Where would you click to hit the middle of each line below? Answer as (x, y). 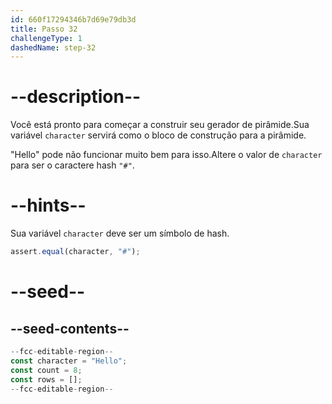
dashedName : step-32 (53, 47)
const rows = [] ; (46, 379)
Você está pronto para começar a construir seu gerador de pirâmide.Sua (160, 125)
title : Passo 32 (44, 29)
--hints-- (48, 205)
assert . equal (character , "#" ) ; (75, 252)
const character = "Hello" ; (69, 361)
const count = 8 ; (46, 370)
